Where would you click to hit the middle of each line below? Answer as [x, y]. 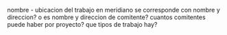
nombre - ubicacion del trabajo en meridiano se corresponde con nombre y [114, 10]
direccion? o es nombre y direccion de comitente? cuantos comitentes [106, 17]
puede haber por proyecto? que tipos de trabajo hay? [82, 24]
